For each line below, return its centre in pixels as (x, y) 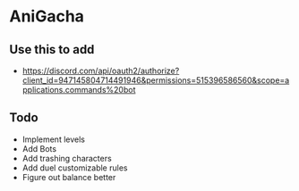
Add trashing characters (67, 158)
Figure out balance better (69, 177)
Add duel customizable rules (75, 168)
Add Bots (39, 148)
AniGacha (47, 17)
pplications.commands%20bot (79, 90)
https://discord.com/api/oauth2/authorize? (101, 71)
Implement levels (53, 139)
